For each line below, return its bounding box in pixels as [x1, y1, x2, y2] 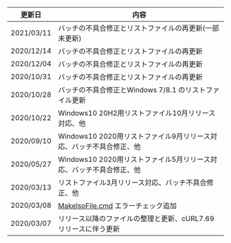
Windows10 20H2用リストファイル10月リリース [58, 108, 216, 117]
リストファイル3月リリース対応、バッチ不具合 [58, 178, 208, 187]
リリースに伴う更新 [58, 224, 120, 233]
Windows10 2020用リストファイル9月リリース [58, 132, 211, 141]
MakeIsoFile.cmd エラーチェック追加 [58, 201, 177, 210]
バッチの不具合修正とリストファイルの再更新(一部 [58, 23, 219, 33]
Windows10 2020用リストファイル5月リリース [58, 154, 211, 164]
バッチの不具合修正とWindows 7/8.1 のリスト [58, 85, 206, 95]
